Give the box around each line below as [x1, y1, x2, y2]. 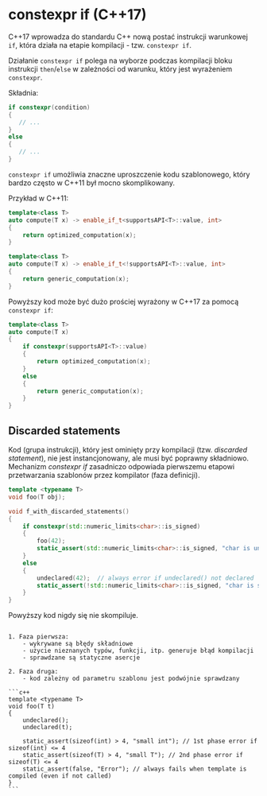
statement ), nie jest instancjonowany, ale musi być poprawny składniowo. [8, 453, 249, 463]
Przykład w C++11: [8, 193, 69, 203]
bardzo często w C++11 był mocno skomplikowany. [8, 177, 175, 188]
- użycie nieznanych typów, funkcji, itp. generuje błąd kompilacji [22, 647, 254, 655]
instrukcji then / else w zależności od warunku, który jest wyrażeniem [8, 64, 233, 73]
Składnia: [8, 87, 39, 97]
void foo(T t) [8, 702, 56, 711]
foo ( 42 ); [37, 537, 66, 546]
